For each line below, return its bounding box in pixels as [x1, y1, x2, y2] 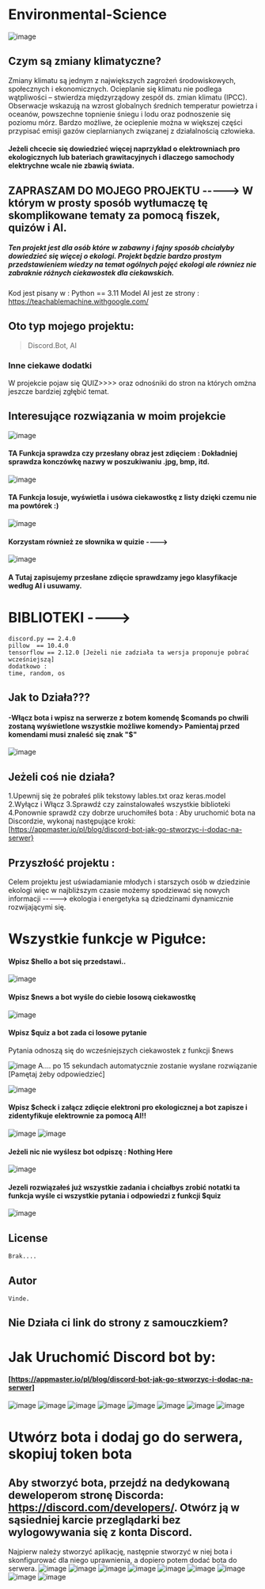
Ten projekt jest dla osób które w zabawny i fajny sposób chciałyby [8, 243, 235, 252]
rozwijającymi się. [8, 902, 66, 911]
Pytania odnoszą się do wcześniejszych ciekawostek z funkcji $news [8, 1046, 234, 1055]
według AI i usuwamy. [8, 581, 82, 590]
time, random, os [8, 669, 66, 677]
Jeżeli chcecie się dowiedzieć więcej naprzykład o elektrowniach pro [8, 144, 240, 153]
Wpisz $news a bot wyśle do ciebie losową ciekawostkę [8, 992, 196, 1001]
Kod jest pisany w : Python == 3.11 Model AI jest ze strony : [8, 288, 199, 297]
